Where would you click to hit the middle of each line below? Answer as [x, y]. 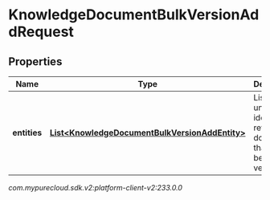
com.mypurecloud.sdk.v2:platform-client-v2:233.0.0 [96, 188]
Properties [35, 61]
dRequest [41, 32]
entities [27, 133]
